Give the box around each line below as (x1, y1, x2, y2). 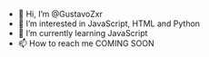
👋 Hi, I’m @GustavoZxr (17, 9, 103, 19)
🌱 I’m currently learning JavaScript (17, 28, 148, 38)
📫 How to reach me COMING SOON (17, 38, 154, 49)
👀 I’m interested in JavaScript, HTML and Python (17, 18, 201, 29)
